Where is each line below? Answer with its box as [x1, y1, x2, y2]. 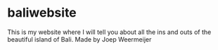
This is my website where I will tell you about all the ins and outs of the [7, 28, 212, 36]
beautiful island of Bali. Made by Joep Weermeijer [7, 35, 152, 43]
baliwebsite [7, 5, 77, 21]
